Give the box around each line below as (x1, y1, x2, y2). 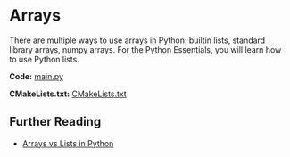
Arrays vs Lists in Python (21, 137, 114, 148)
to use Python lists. (9, 54, 80, 64)
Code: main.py (9, 70, 64, 81)
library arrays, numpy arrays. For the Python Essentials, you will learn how (9, 44, 282, 54)
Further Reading (9, 114, 102, 129)
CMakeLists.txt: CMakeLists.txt (9, 88, 127, 99)
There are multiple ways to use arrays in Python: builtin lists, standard (9, 35, 266, 45)
